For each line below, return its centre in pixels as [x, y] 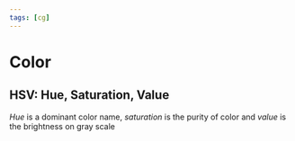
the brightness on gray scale [62, 126]
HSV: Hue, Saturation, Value [89, 95]
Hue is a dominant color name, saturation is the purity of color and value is [147, 117]
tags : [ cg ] [30, 18]
